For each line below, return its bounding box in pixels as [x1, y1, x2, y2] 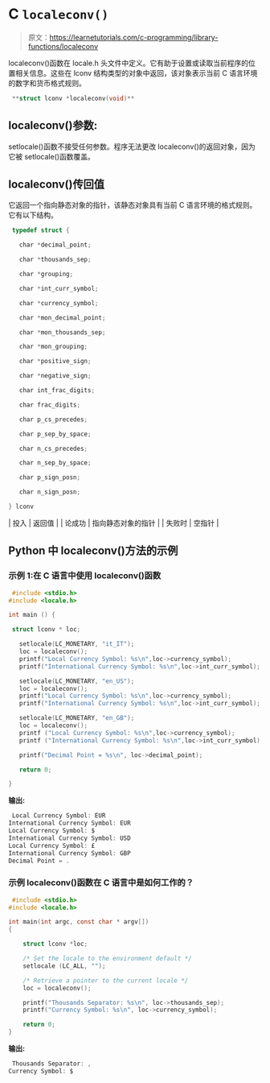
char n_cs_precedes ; [18, 444, 88, 453]
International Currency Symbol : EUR [8, 819, 131, 828]
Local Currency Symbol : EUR [11, 812, 106, 820]
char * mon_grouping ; [18, 343, 88, 351]
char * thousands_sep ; [18, 255, 92, 264]
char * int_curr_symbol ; [18, 284, 99, 292]
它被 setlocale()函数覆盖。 [8, 151, 95, 161]
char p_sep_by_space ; [18, 430, 92, 438]
